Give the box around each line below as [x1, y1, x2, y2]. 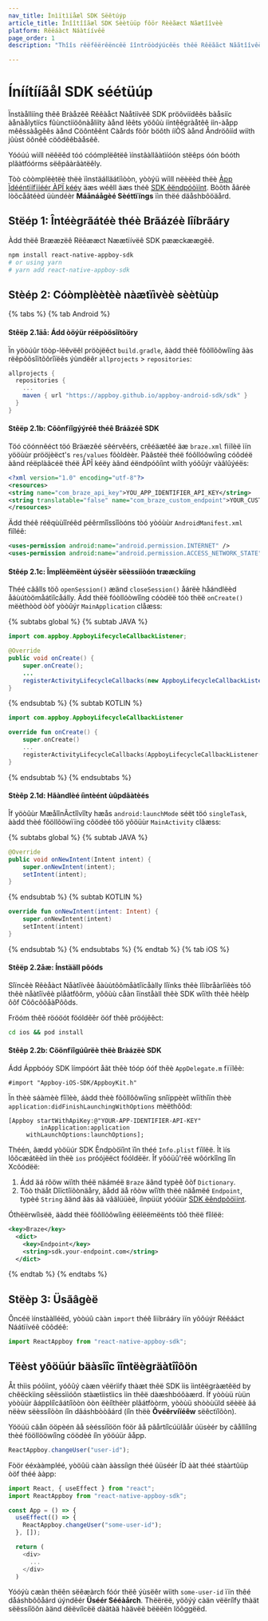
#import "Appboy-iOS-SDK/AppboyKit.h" [8, 1079, 137, 1087]
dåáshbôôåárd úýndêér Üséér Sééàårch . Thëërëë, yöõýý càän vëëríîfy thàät [8, 1595, 259, 1605]
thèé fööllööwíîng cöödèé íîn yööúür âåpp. [8, 1430, 147, 1440]
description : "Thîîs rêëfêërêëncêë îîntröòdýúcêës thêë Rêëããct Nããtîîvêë [8, 42, 262, 50]
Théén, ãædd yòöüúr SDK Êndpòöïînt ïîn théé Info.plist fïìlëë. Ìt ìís [8, 1145, 231, 1155]
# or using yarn [8, 258, 62, 266]
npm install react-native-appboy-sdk [8, 251, 134, 259]
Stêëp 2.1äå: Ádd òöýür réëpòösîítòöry [8, 327, 138, 337]
